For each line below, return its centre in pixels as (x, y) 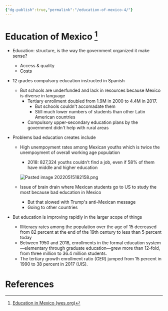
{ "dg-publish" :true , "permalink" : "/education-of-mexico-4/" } (69, 10)
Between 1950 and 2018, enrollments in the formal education (82, 243)
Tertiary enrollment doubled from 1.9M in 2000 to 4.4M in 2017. (92, 101)
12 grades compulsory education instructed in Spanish (68, 80)
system (153, 243)
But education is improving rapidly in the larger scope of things (77, 217)
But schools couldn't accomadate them (75, 106)
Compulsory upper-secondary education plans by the (83, 122)
